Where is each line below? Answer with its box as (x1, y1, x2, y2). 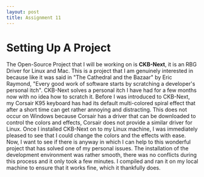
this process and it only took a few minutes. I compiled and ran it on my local (6, 158, 199, 165)
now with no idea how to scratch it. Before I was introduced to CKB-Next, (6, 93, 190, 100)
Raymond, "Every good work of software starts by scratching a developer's (6, 80, 195, 88)
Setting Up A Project (6, 41, 111, 55)
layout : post (6, 9, 40, 15)
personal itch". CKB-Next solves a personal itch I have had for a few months (6, 86, 197, 94)
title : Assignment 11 (6, 15, 62, 21)
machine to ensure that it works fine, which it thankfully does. (6, 164, 161, 172)
